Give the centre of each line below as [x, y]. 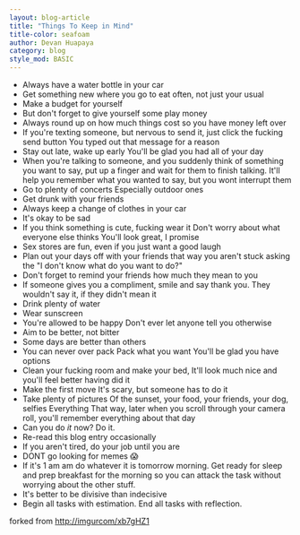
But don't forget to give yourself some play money [115, 113]
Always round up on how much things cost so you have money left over [154, 123]
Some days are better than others [84, 342]
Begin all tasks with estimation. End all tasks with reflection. [132, 504]
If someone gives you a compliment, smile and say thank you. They [146, 285]
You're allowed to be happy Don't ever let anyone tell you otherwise [147, 323]
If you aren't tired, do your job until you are [101, 446]
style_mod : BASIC [42, 59]
